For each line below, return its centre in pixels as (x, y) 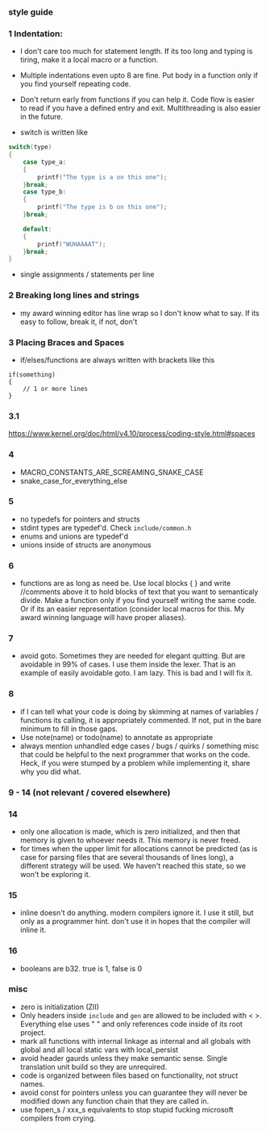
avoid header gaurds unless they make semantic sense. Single (124, 1058)
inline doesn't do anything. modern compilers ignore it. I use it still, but (137, 913)
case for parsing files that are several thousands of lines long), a (127, 857)
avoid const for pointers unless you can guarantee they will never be (134, 1092)
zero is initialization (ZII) (59, 1007)
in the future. (41, 117)
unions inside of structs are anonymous (85, 545)
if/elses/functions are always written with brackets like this (117, 360)
